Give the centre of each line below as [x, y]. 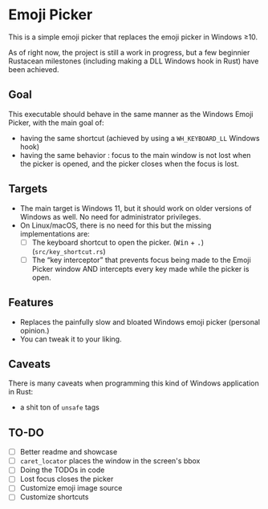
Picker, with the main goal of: [56, 123]
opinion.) [35, 330]
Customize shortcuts [54, 497]
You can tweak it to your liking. [71, 339]
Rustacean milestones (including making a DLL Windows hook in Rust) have [134, 61]
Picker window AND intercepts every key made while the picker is [140, 269]
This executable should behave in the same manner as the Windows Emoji [131, 114]
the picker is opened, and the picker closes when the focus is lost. [129, 164]
